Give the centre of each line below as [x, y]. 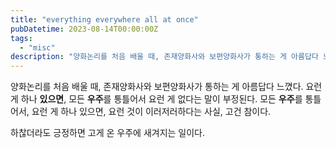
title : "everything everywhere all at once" [104, 19]
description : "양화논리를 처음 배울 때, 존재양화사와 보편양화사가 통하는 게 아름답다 [164, 57]
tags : [21, 38]
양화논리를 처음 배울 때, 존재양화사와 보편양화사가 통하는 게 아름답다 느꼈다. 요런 [166, 87]
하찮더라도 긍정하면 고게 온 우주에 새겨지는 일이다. [108, 133]
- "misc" [37, 47]
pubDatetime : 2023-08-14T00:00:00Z [84, 29]
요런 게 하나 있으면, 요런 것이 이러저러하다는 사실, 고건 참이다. [151, 112]
